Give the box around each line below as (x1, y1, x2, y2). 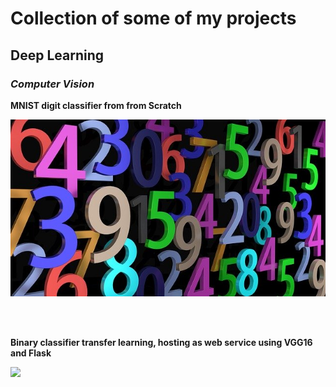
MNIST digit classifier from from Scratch (10, 99, 182, 111)
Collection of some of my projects (10, 7, 297, 30)
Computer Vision (10, 77, 95, 91)
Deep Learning (10, 47, 104, 64)
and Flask (10, 347, 52, 359)
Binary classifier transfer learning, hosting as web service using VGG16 (10, 337, 313, 349)
